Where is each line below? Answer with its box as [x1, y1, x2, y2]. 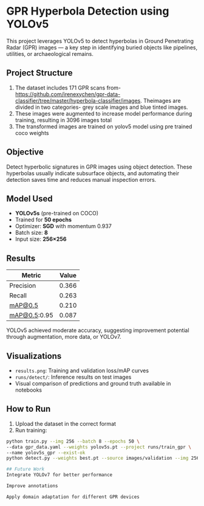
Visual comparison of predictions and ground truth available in [15, 380, 171, 387]
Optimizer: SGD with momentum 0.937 [15, 223, 112, 230]
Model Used [6, 193, 53, 204]
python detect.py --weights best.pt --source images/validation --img [6, 455, 189, 462]
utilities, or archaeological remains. [6, 50, 94, 57]
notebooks [15, 386, 42, 393]
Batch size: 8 [15, 229, 49, 237]
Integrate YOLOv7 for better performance [6, 472, 113, 478]
